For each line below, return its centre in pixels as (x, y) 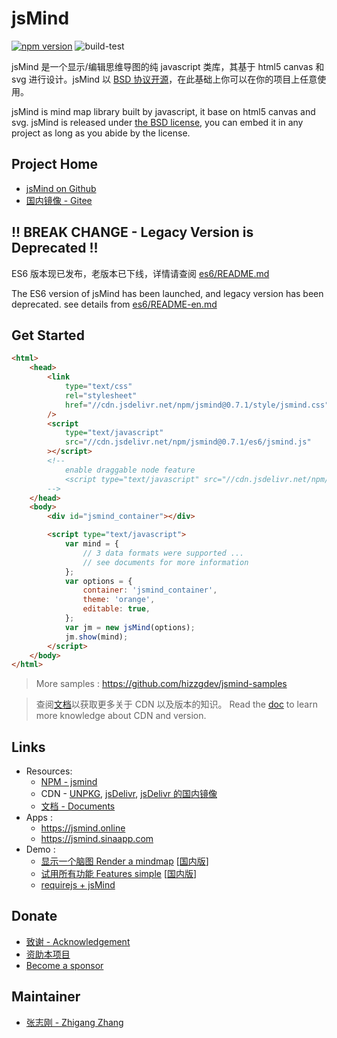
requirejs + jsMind (78, 885)
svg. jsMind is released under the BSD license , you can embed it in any (157, 122)
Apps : (39, 818)
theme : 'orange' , (119, 600)
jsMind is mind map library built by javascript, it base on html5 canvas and (163, 111)
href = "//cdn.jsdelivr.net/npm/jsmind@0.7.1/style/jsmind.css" (197, 405)
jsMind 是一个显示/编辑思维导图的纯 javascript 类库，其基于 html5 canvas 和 (168, 66)
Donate (34, 916)
